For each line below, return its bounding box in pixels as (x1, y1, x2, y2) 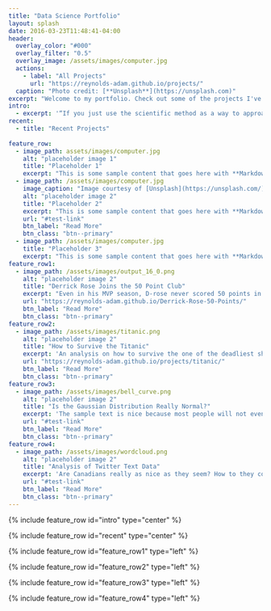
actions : (15, 65, 45, 73)
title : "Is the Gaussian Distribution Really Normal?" (23, 402, 211, 411)
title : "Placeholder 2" (23, 200, 103, 208)
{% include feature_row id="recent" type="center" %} (8, 530, 189, 540)
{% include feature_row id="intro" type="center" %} (8, 515, 182, 525)
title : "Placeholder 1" (23, 162, 103, 171)
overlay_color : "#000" (15, 42, 92, 50)
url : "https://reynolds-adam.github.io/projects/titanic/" (23, 357, 226, 366)
